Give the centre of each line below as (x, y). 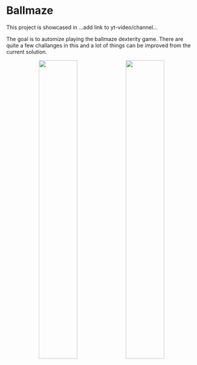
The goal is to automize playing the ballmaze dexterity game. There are (95, 39)
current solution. (27, 51)
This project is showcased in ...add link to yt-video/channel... (82, 27)
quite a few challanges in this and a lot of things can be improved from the (99, 45)
